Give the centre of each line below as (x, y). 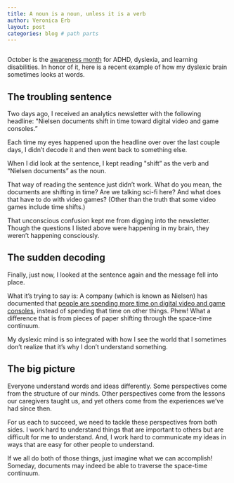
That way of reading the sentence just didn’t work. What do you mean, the (115, 184)
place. (17, 282)
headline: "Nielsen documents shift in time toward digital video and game (113, 121)
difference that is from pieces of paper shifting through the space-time (110, 318)
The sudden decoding (56, 258)
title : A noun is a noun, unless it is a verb (77, 14)
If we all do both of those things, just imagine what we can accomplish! (110, 458)
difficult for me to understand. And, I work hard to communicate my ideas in (117, 437)
